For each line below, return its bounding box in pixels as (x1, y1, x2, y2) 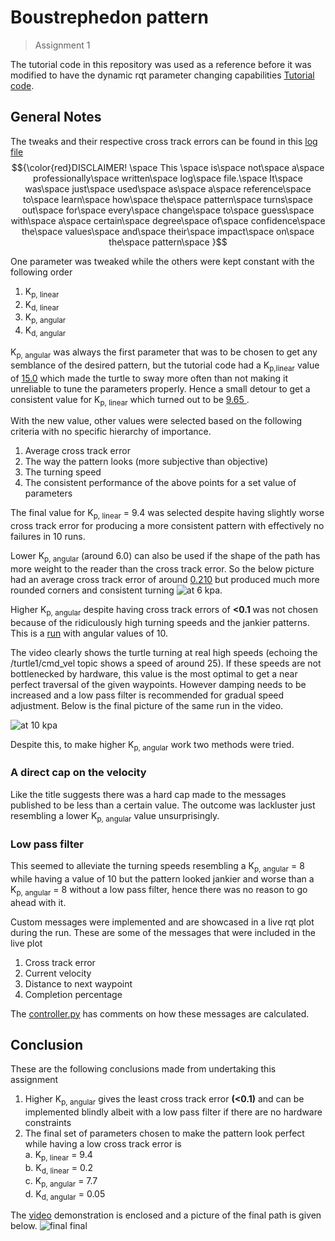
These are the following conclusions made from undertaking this (10, 1063, 277, 1075)
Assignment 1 (34, 39, 91, 51)
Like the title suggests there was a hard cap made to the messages (10, 788, 287, 800)
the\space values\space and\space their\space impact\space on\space (21, 225, 315, 237)
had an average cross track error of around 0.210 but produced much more (10, 573, 320, 585)
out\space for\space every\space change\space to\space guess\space (21, 204, 315, 216)
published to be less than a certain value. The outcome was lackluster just (10, 799, 316, 811)
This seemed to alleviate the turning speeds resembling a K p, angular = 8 (10, 859, 305, 874)
